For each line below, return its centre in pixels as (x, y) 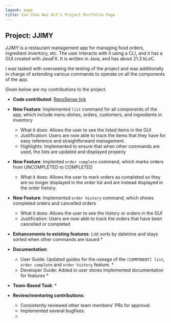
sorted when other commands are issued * (58, 240)
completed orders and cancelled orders (54, 203)
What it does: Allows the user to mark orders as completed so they (90, 177)
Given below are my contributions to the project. (56, 90)
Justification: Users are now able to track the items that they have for (93, 136)
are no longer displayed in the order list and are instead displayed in (92, 183)
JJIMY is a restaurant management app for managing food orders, (75, 48)
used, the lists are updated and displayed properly (73, 152)
